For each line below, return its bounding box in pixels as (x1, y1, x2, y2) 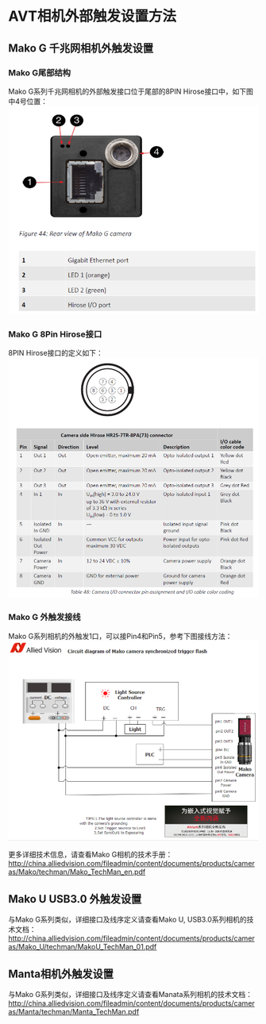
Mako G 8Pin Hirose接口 (8, 329, 102, 340)
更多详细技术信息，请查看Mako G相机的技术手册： (8, 850, 173, 860)
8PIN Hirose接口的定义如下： (8, 348, 103, 358)
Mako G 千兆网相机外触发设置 (8, 41, 154, 55)
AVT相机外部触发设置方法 (8, 7, 177, 25)
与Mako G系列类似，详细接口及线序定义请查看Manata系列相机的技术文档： (8, 989, 253, 999)
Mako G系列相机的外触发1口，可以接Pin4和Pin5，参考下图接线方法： (8, 631, 233, 641)
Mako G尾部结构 (8, 67, 71, 78)
